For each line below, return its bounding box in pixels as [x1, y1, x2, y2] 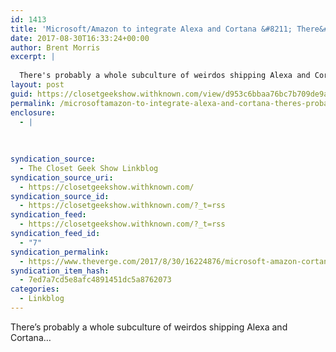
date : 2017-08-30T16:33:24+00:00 [10, 33, 150, 43]
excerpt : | [10, 52, 56, 62]
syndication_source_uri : [10, 172, 114, 183]
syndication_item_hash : [10, 266, 110, 276]
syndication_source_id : [10, 191, 110, 201]
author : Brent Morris [10, 42, 101, 53]
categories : [10, 284, 60, 295]
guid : [10, 89, 33, 99]
